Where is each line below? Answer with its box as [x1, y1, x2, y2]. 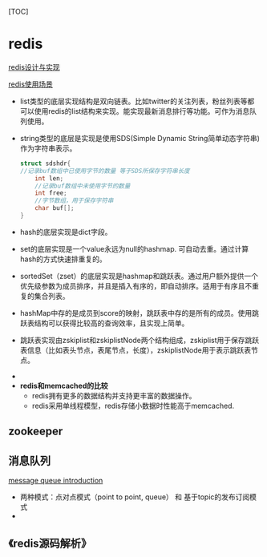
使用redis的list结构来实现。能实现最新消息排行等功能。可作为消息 [34, 106, 250, 115]
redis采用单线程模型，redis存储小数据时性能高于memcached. [31, 401, 235, 410]
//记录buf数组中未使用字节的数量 [34, 182, 131, 190]
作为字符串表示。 [19, 143, 77, 153]
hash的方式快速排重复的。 [19, 254, 107, 264]
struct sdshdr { [19, 159, 71, 168]
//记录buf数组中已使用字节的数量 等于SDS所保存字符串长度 [19, 167, 190, 175]
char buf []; [34, 204, 75, 212]
